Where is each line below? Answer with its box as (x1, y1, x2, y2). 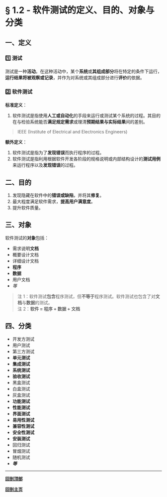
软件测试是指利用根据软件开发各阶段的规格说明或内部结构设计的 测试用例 (12, 156, 161, 162)
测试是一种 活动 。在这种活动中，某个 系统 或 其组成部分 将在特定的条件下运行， (5, 68, 162, 74)
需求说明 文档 (12, 245, 39, 251)
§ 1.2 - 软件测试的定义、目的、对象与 (5, 4, 155, 16)
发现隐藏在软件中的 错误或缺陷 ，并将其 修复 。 (12, 192, 104, 198)
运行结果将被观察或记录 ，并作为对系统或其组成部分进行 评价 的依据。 (5, 74, 145, 80)
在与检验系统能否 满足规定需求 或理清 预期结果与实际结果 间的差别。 (12, 119, 148, 125)
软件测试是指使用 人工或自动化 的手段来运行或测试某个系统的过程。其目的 (12, 113, 161, 119)
